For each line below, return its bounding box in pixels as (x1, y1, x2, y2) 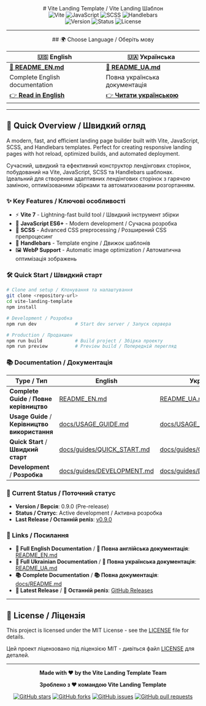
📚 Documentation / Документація (6, 358, 113, 367)
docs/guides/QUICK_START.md (59, 445, 150, 453)
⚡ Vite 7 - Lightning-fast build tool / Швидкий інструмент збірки (15, 211, 179, 218)
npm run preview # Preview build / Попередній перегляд (6, 343, 177, 350)
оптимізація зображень (15, 255, 77, 263)
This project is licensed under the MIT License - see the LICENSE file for (6, 626, 189, 634)
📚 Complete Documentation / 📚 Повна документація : (15, 572, 159, 579)
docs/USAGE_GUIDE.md (59, 420, 129, 428)
